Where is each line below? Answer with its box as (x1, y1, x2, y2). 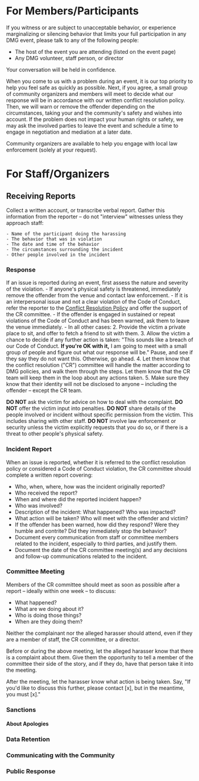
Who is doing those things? (14, 612, 82, 619)
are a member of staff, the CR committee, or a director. (6, 635, 140, 643)
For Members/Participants (6, 4, 139, 18)
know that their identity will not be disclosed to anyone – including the (6, 381, 177, 388)
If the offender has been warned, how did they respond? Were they (14, 521, 179, 528)
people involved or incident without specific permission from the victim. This (6, 411, 194, 418)
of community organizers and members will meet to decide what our (6, 90, 173, 97)
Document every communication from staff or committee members (14, 533, 179, 541)
